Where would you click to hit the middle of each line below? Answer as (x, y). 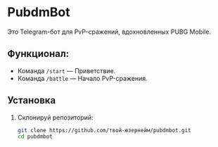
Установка (32, 100)
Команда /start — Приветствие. (66, 70)
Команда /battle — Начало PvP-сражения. (82, 78)
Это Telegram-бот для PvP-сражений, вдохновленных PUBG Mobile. (109, 32)
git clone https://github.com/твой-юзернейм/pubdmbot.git (104, 130)
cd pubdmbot (35, 137)
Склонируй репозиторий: (55, 117)
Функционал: (38, 54)
